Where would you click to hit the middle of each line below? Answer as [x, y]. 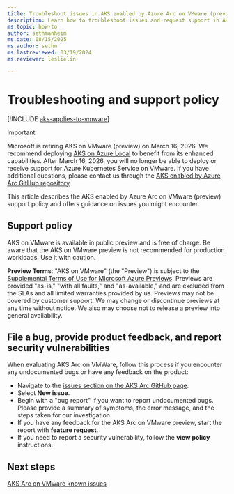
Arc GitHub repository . [39, 183]
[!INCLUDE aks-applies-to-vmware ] [58, 118]
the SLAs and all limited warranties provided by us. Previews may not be [111, 293]
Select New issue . [44, 393]
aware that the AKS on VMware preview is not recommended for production [116, 250]
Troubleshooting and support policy [113, 99]
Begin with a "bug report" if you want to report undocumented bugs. [115, 401]
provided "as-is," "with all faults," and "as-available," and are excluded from [116, 286]
